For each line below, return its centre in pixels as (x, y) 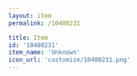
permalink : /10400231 (44, 23)
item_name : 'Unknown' (44, 53)
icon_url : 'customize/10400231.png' (69, 60)
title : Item (28, 38)
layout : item (30, 16)
